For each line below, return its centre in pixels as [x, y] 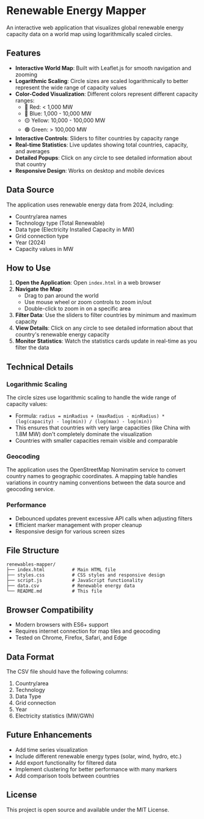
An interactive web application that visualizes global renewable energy [95, 27]
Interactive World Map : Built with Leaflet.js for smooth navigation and [103, 68]
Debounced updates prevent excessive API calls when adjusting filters [104, 518]
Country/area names [41, 216]
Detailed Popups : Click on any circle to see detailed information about [104, 158]
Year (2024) [30, 242]
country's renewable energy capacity [62, 335]
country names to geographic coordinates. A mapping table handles [92, 476]
